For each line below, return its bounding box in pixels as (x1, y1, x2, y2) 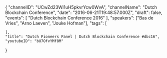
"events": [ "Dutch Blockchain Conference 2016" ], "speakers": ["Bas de (5, 15, 153, 20)
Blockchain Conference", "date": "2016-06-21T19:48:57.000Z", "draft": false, (5, 9, 162, 15)
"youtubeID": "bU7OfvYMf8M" (5, 38, 64, 43)
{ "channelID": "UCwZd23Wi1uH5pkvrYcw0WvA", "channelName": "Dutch (5, 4, 157, 10)
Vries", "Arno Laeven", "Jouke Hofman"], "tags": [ (5, 20, 107, 26)
